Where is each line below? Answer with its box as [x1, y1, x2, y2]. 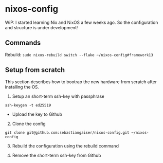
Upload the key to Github [12, 111, 62, 117]
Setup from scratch [5, 66, 65, 74]
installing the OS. [5, 84, 39, 90]
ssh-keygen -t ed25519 [5, 103, 51, 108]
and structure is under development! [5, 24, 78, 30]
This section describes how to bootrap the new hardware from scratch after [5, 79, 157, 85]
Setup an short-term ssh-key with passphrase [12, 93, 105, 99]
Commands [5, 39, 41, 47]
